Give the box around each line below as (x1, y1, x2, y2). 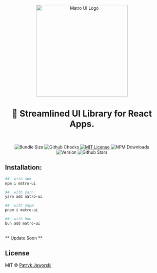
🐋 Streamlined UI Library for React (12, 108, 152, 119)
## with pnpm (5, 203, 34, 208)
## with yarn (5, 189, 34, 195)
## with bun (5, 216, 32, 221)
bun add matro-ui (5, 221, 40, 226)
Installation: (5, 164, 42, 172)
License (5, 249, 30, 257)
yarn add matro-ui (5, 194, 42, 199)
